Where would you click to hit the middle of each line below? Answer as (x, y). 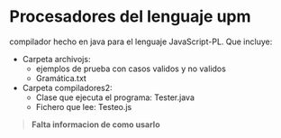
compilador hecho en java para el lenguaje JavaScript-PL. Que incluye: (141, 41)
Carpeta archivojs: (56, 59)
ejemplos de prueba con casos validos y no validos (131, 69)
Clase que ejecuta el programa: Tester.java (115, 97)
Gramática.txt (61, 78)
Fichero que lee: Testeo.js (84, 106)
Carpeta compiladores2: (67, 87)
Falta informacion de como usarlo (95, 124)
